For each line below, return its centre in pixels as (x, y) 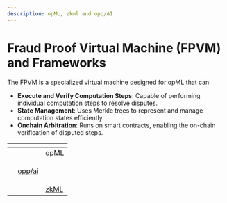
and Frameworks (57, 63)
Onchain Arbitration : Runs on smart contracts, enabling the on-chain (116, 125)
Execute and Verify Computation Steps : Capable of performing (109, 95)
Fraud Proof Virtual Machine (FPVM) (114, 48)
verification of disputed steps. (60, 132)
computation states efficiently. (60, 117)
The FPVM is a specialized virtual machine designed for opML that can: (109, 82)
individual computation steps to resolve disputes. (87, 103)
